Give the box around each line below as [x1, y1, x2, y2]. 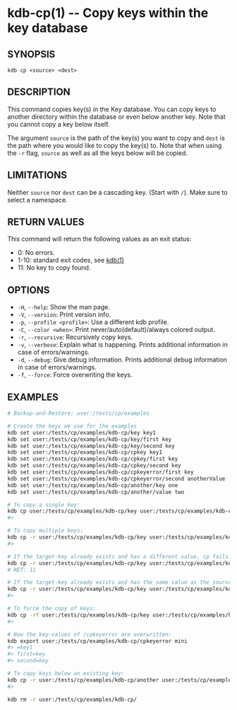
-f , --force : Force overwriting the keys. [17, 370, 133, 379]
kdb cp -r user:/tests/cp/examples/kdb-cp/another [7, 676, 159, 684]
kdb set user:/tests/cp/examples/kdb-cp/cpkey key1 [7, 449, 162, 456]
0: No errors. [17, 248, 55, 257]
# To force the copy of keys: [7, 605, 97, 612]
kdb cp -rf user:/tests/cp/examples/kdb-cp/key [7, 611, 150, 619]
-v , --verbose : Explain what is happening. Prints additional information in [17, 340, 228, 349]
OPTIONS [7, 284, 50, 296]
